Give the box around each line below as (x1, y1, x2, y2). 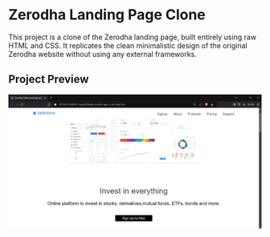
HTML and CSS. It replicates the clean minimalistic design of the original (8, 40, 247, 50)
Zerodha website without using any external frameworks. (8, 49, 197, 59)
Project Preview (8, 72, 89, 86)
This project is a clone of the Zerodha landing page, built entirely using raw (8, 32, 257, 42)
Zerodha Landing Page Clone (8, 6, 207, 24)
